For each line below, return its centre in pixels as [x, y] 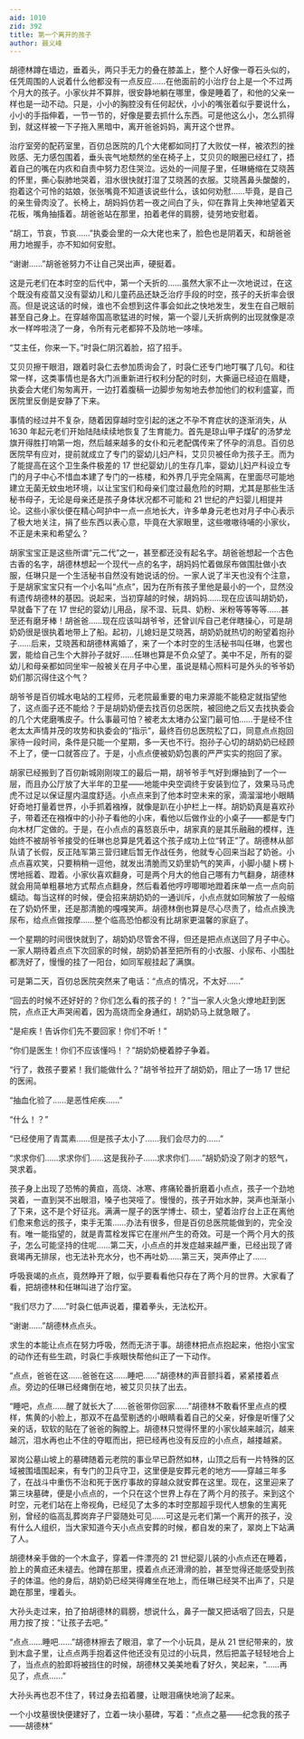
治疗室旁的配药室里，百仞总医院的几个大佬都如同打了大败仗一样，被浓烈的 [148, 146]
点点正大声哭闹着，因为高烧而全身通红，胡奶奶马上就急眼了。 [140, 1012]
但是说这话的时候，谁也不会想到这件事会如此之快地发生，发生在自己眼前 [160, 306]
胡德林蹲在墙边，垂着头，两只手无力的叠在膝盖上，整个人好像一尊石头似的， [152, 70]
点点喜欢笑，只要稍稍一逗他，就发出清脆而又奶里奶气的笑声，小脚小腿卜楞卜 [152, 863]
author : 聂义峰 [36, 43]
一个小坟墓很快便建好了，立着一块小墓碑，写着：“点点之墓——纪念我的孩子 [150, 1715]
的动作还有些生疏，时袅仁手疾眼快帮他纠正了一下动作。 [112, 1356]
